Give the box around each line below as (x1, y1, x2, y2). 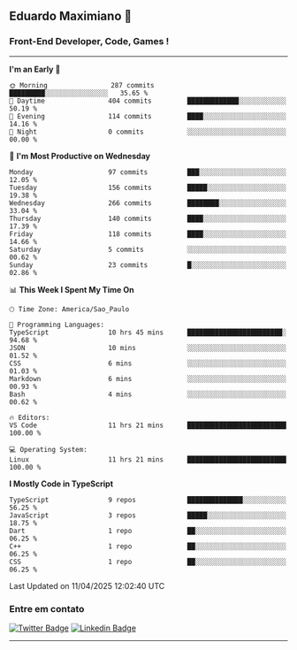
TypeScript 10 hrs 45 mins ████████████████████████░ (9, 328, 287, 337)
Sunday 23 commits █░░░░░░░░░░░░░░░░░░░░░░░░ (9, 260, 287, 270)
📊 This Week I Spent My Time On (9, 284, 134, 294)
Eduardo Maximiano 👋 (9, 9, 133, 24)
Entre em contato (9, 602, 85, 615)
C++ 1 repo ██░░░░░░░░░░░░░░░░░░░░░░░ (9, 541, 287, 551)
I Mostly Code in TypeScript (9, 478, 113, 489)
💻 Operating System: (9, 445, 88, 454)
